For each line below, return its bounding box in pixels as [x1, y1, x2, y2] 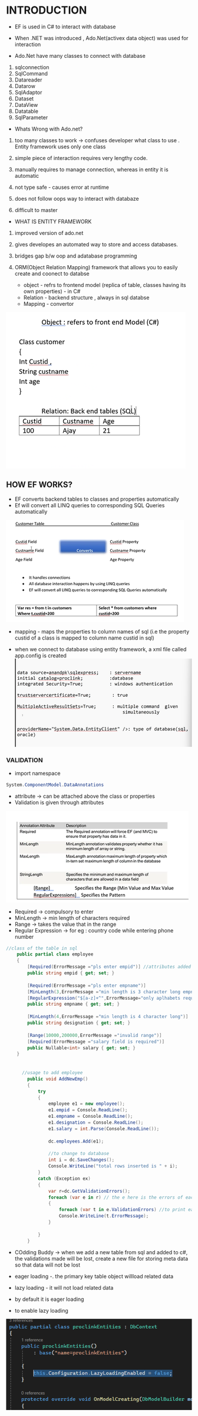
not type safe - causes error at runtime [14, 184, 109, 191]
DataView [14, 101, 38, 108]
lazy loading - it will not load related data [14, 1284, 114, 1291]
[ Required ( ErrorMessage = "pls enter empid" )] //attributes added [27, 964, 192, 970]
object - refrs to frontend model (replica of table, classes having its [23, 281, 187, 288]
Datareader [14, 76, 42, 83]
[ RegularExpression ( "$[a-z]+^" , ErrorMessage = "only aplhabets [27, 995, 181, 1001]
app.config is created [14, 652, 67, 659]
